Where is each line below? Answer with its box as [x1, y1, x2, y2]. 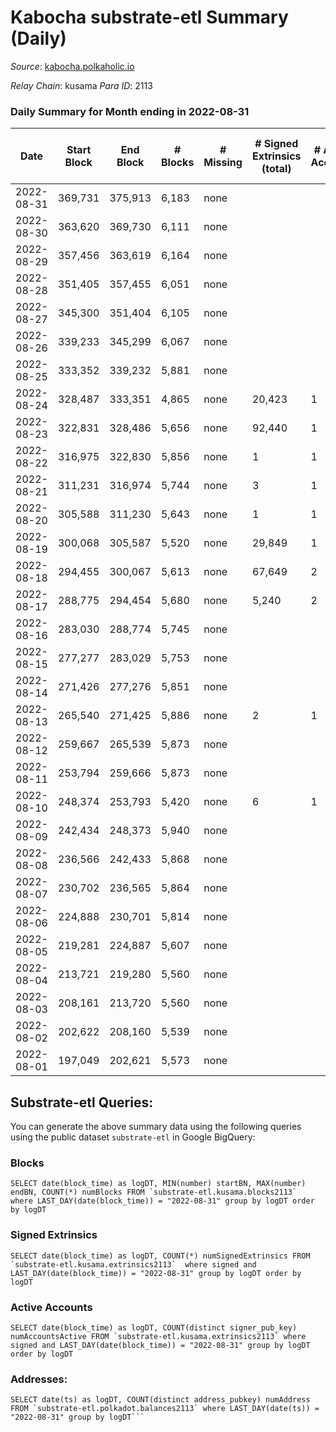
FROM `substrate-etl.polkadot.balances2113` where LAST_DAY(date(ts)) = [10, 1404, 320, 1414]
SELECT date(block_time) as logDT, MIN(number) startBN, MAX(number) [10, 1179, 307, 1189]
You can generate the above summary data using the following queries [10, 1121, 302, 1133]
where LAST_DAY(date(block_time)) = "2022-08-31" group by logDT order [10, 1196, 315, 1206]
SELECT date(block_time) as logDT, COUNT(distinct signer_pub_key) [10, 1322, 298, 1333]
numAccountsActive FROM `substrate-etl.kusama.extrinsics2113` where [10, 1331, 307, 1341]
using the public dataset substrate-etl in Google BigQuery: [10, 1131, 256, 1143]
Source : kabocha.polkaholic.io [10, 60, 135, 72]
